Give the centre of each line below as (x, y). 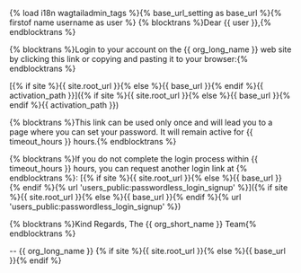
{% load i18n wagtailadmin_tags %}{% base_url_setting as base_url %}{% (146, 13)
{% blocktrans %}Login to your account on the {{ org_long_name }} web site (150, 49)
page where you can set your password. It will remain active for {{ (131, 132)
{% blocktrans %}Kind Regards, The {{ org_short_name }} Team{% (133, 224)
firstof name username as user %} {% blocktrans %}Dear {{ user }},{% (141, 22)
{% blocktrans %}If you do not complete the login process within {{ (134, 159)
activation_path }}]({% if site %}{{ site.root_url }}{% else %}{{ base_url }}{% (150, 95)
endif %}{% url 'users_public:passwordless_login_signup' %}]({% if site (155, 187)
